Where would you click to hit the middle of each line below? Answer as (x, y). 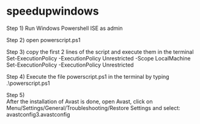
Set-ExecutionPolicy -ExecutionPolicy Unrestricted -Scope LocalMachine (98, 58)
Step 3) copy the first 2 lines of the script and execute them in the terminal (100, 52)
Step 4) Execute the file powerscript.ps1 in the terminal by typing (88, 76)
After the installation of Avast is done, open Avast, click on (80, 101)
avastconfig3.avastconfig (38, 114)
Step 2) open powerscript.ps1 (43, 40)
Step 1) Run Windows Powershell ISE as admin (65, 28)
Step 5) (16, 95)
